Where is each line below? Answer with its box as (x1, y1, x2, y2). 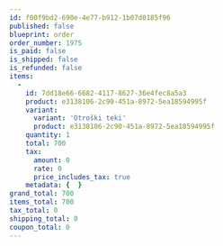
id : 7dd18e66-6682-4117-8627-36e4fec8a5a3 (25, 88, 187, 97)
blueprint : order (9, 30, 75, 39)
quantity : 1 (25, 131, 70, 140)
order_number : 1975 (9, 38, 83, 48)
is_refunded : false (9, 64, 83, 73)
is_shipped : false (9, 55, 78, 64)
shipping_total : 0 (9, 214, 78, 223)
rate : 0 (32, 164, 63, 173)
